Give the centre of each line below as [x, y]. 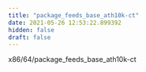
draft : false [30, 37]
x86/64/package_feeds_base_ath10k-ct [72, 59]
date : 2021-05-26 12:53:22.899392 [65, 23]
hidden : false [32, 30]
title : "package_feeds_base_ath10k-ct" [74, 15]
